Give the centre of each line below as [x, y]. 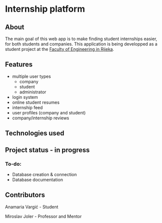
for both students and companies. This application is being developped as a [81, 44]
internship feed [27, 107]
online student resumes [36, 102]
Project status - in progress [48, 150]
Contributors [25, 195]
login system [25, 97]
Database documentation [38, 179]
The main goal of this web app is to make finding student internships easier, [81, 39]
